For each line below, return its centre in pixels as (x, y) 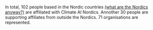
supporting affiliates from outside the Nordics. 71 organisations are (72, 17)
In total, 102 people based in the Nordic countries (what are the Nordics (76, 7)
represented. (18, 22)
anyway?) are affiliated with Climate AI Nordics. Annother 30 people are (77, 12)
